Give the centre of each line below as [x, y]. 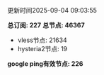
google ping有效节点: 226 [45, 64]
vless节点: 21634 [42, 40]
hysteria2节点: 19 [42, 49]
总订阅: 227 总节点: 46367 [46, 25]
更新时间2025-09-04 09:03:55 [52, 10]
